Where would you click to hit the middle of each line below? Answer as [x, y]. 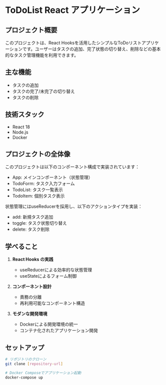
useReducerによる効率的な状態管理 [56, 270]
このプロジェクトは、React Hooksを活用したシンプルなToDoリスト [74, 43]
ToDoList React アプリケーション [73, 10]
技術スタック [25, 115]
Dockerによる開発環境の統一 [49, 324]
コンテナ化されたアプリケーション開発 [59, 331]
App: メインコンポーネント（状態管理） [53, 177]
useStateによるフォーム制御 [48, 276]
